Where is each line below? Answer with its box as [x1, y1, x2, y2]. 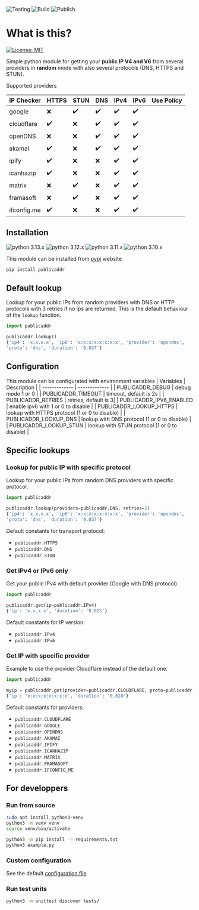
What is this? [6, 27, 72, 40]
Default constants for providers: [6, 704, 84, 711]
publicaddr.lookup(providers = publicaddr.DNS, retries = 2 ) [6, 505, 150, 511]
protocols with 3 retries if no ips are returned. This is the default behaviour [6, 305, 188, 313]
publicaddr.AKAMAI [14, 735, 61, 741]
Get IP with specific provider [6, 651, 90, 659]
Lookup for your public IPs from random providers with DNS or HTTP [6, 299, 175, 306]
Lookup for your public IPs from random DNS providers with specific [6, 477, 174, 484]
